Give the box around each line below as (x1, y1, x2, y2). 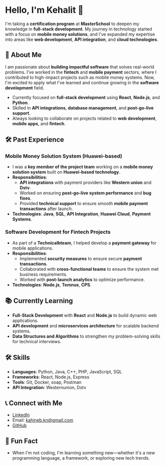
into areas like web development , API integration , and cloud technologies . (5, 36, 159, 42)
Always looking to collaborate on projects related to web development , (12, 115, 157, 121)
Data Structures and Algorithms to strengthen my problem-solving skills (12, 333, 161, 339)
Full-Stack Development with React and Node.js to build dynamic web (12, 312, 157, 318)
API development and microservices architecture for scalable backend (12, 323, 159, 328)
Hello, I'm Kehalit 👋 (5, 4, 84, 16)
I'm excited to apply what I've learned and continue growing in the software (5, 79, 159, 85)
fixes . (19, 195, 32, 201)
